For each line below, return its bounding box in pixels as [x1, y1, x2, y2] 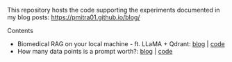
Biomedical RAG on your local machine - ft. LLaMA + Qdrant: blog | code [17, 40, 226, 48]
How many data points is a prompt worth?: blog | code [17, 48, 173, 55]
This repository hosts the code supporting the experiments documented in [7, 6, 220, 14]
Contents [7, 27, 33, 34]
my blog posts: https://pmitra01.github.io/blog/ [7, 13, 140, 21]
